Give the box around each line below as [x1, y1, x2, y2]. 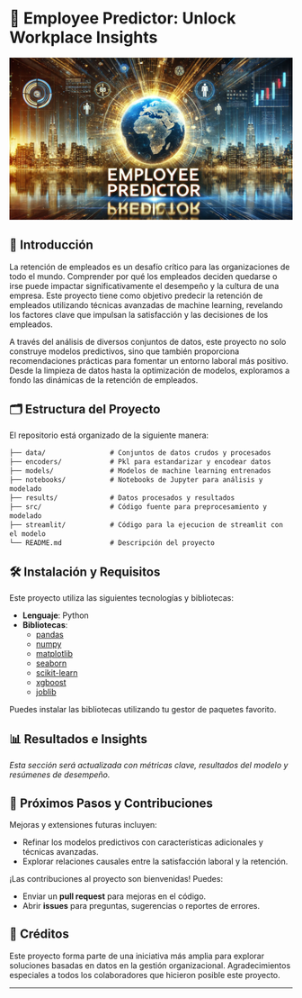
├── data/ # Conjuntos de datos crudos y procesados [9, 449, 271, 458]
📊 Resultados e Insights [9, 731, 148, 747]
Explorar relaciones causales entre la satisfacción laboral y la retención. [22, 856, 289, 866]
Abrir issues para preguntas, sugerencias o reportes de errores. [22, 900, 261, 911]
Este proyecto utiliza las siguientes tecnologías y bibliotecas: [9, 593, 234, 603]
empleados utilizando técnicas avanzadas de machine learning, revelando [9, 299, 283, 310]
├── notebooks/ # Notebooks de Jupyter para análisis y [9, 476, 263, 485]
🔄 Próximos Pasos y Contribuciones [9, 795, 214, 811]
